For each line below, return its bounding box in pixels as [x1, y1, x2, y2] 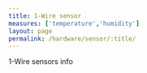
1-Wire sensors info [8, 57, 73, 67]
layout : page [8, 27, 53, 35]
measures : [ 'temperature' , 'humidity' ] [8, 19, 140, 28]
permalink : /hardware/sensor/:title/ [8, 34, 136, 43]
